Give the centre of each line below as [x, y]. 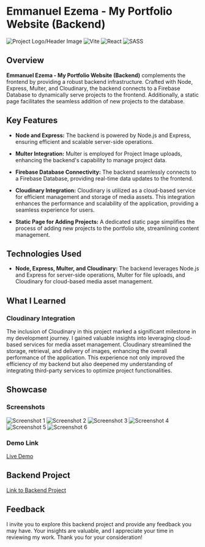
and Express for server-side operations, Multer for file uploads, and [100, 275]
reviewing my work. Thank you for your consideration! [74, 537]
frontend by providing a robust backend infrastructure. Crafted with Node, [100, 81]
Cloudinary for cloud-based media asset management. [84, 281]
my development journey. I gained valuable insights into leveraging [90, 338]
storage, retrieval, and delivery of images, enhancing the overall [87, 351]
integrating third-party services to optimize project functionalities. [89, 371]
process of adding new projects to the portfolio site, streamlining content [107, 228]
